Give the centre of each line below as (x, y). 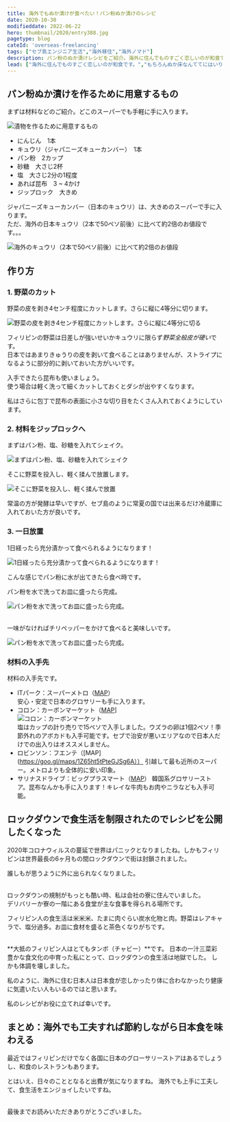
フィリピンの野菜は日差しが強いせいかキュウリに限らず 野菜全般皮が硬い (109, 337)
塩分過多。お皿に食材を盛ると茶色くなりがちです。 (97, 927)
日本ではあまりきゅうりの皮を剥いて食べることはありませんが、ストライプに (115, 355)
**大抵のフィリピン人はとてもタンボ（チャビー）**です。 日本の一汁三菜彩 (112, 948)
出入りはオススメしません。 (74, 744)
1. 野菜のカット (32, 292)
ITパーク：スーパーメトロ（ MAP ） (65, 693)
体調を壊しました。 (46, 966)
